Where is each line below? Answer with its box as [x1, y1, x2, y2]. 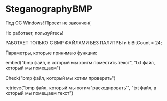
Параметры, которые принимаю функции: [5, 49, 97, 56]
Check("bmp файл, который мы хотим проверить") [5, 74, 116, 81]
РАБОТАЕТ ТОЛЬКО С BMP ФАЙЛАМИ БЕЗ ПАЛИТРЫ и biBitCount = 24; [5, 39, 162, 46]
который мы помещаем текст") [5, 90, 74, 96]
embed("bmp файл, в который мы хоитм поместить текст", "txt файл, [5, 59, 155, 65]
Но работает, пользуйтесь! [5, 30, 64, 36]
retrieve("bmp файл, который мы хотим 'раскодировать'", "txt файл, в [5, 85, 157, 91]
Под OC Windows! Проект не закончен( [5, 20, 91, 26]
